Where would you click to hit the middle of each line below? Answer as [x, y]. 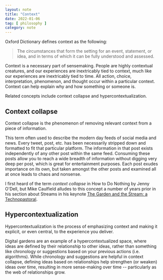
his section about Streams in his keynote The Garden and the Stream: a [76, 194]
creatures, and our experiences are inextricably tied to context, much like [78, 71]
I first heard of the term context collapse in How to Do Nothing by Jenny [77, 183]
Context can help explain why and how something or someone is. [71, 86]
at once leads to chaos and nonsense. [43, 174]
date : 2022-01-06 [23, 19]
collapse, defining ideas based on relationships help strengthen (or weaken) [81, 261]
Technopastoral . [21, 199]
